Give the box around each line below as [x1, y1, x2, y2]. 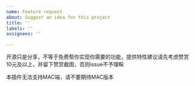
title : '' [6, 20, 31, 26]
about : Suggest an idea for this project [6, 14, 111, 20]
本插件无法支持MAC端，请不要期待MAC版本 [6, 73, 114, 81]
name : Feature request [6, 8, 63, 15]
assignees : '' [6, 31, 42, 37]
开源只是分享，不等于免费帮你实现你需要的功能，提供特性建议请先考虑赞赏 [6, 53, 189, 60]
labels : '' [6, 25, 33, 32]
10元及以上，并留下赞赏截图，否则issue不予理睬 [6, 61, 124, 68]
